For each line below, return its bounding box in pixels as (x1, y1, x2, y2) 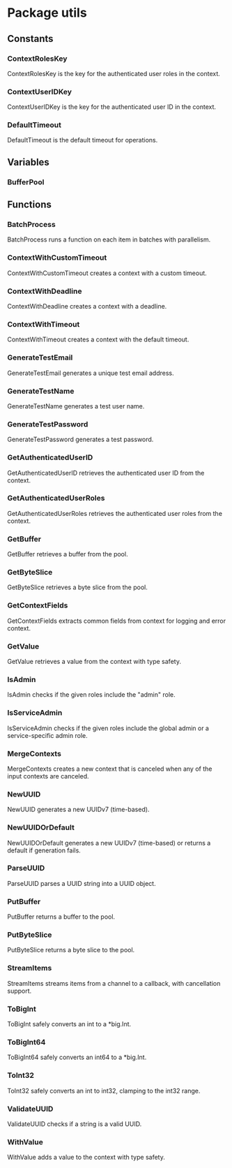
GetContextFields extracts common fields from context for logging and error (7, 616, 226, 625)
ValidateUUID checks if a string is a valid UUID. (7, 1119, 142, 1128)
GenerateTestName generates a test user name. (7, 401, 145, 410)
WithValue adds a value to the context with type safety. (7, 1153, 165, 1162)
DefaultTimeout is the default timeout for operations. (7, 136, 158, 145)
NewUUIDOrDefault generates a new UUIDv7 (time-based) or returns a (7, 838, 211, 847)
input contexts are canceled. (7, 771, 89, 780)
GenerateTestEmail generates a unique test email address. (7, 369, 174, 377)
